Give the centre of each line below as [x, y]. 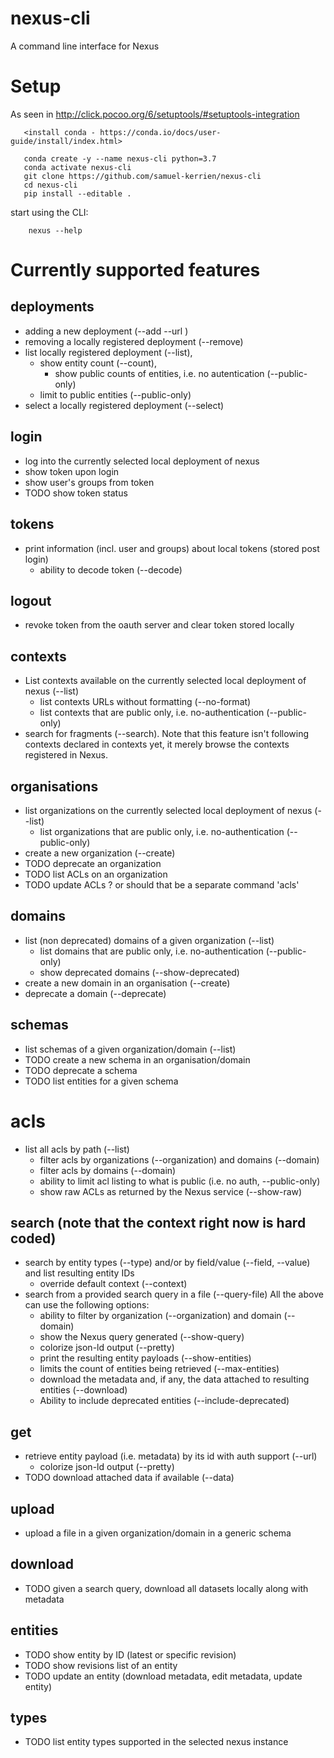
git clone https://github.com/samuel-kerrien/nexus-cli [142, 176]
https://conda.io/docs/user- [160, 132]
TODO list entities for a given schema [101, 1081]
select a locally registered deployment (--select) [124, 405]
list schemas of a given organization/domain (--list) [130, 1049]
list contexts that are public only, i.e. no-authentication [152, 713]
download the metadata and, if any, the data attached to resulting [174, 1379]
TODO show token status [76, 493]
